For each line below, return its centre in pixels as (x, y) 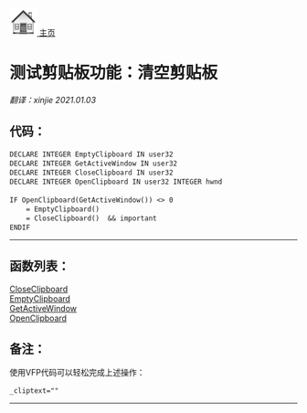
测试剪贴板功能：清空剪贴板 (114, 73)
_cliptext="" (34, 391)
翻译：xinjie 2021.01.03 (53, 100)
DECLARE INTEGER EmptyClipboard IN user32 (91, 154)
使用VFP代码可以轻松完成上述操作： (77, 373)
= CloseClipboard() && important (91, 218)
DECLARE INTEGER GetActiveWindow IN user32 (94, 164)
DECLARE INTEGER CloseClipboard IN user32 (91, 173)
